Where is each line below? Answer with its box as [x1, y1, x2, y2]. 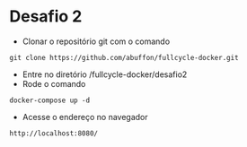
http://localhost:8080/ [9, 128, 99, 138]
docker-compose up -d [9, 96, 91, 105]
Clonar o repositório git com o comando [22, 36, 171, 47]
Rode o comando [22, 78, 86, 89]
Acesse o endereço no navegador [22, 111, 148, 122]
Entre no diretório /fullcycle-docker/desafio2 [22, 69, 188, 80]
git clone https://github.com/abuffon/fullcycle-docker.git [9, 53, 240, 62]
